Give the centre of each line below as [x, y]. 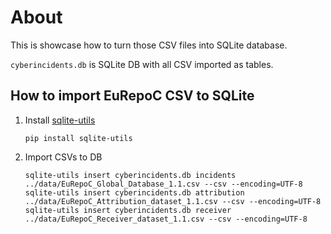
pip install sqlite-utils [78, 138]
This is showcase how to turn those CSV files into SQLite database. [149, 45]
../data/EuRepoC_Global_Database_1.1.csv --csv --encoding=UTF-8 [163, 184]
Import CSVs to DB [63, 157]
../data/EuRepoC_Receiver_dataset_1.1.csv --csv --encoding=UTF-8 [166, 219]
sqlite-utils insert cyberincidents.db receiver [128, 210]
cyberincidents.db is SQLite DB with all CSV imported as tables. [142, 64]
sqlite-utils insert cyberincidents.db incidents [130, 175]
